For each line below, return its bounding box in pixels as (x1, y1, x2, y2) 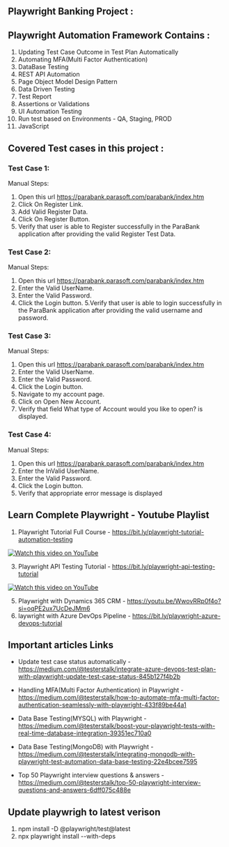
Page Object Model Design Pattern (17, 78, 118, 86)
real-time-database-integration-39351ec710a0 (17, 729, 152, 737)
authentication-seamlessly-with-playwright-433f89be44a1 (17, 701, 187, 709)
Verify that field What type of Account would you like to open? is (17, 405, 203, 413)
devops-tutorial (17, 619, 63, 627)
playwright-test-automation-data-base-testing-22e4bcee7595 (17, 758, 198, 766)
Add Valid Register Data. (17, 207, 88, 216)
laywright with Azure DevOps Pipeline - (17, 611, 131, 620)
